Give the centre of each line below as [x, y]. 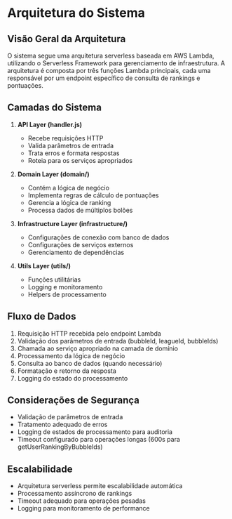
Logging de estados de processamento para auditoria [95, 432]
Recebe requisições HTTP [66, 138]
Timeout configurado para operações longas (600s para [99, 440]
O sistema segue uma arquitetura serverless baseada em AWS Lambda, [111, 55]
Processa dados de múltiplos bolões [80, 210]
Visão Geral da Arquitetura [67, 39]
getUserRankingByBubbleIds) [60, 447]
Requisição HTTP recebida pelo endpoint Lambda [89, 333]
